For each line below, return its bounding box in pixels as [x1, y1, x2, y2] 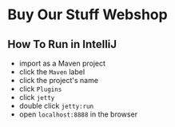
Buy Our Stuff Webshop [7, 6, 169, 24]
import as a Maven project [18, 58, 105, 68]
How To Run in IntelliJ [7, 38, 117, 51]
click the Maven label [18, 67, 86, 77]
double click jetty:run [18, 101, 93, 110]
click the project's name [18, 76, 99, 85]
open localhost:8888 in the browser [18, 109, 137, 119]
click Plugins [18, 84, 62, 93]
